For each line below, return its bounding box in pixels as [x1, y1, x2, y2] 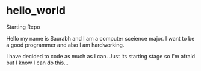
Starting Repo [6, 23, 40, 30]
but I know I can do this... [6, 59, 69, 66]
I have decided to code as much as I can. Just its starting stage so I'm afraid [6, 53, 196, 60]
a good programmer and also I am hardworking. [6, 41, 125, 48]
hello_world [6, 4, 66, 17]
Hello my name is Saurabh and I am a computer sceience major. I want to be [6, 35, 195, 42]
